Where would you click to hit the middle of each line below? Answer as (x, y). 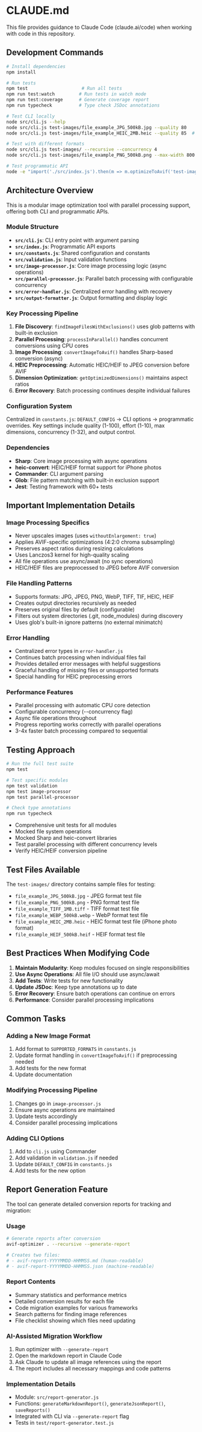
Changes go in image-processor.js (58, 1103)
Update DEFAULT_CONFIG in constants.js (63, 1164)
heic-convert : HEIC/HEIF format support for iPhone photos (88, 467)
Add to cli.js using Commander (56, 1152)
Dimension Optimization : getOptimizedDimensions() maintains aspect (101, 378)
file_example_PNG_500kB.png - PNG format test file (77, 902)
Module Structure (32, 227)
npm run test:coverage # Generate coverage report (78, 100)
